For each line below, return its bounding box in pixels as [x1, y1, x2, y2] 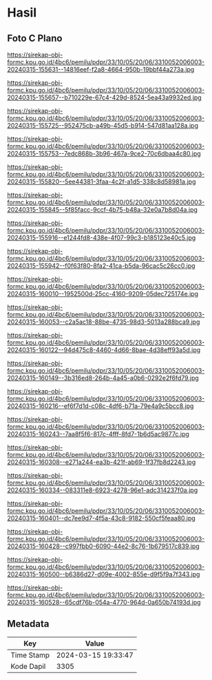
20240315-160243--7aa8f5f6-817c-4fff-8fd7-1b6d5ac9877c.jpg [7, 430, 189, 438]
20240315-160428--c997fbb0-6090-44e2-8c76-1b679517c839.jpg [7, 542, 200, 550]
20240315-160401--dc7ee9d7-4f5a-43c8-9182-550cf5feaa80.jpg [7, 514, 196, 522]
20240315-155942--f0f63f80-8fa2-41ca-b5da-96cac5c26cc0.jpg [7, 262, 195, 270]
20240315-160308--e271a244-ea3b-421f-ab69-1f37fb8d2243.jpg [7, 458, 196, 466]
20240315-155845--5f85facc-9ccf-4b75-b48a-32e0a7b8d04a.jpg [7, 206, 198, 213]
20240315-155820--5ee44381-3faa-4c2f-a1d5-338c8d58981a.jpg [7, 177, 196, 186]
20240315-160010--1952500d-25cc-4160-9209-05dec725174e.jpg [7, 290, 198, 298]
